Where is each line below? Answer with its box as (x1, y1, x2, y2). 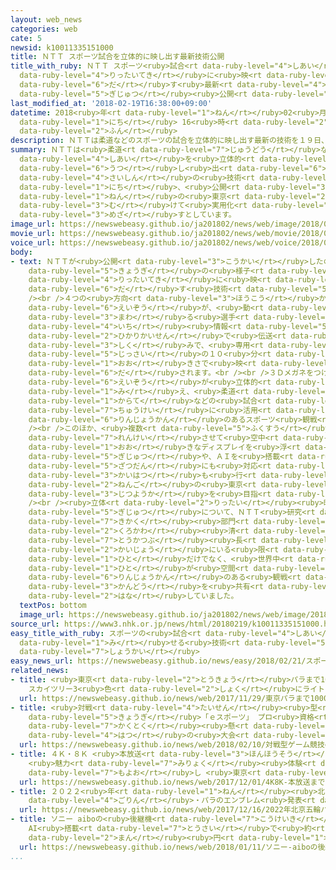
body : (10, 247, 33, 257)
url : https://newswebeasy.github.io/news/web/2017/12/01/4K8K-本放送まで (19, 777, 326, 787)
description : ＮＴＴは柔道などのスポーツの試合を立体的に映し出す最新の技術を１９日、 (10, 136, 330, 146)
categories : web (10, 24, 78, 34)
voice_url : (10, 237, 56, 248)
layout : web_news (10, 14, 83, 25)
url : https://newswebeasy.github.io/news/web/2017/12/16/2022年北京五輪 (19, 805, 322, 815)
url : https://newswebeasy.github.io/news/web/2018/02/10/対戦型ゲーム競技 (19, 740, 325, 750)
